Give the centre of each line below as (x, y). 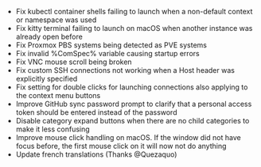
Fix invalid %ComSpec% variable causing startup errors (108, 53)
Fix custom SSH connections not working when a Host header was (125, 70)
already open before (49, 36)
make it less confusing (53, 129)
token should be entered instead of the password (96, 112)
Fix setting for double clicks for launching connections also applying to (132, 87)
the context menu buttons (58, 95)
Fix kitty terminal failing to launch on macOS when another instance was (134, 28)
